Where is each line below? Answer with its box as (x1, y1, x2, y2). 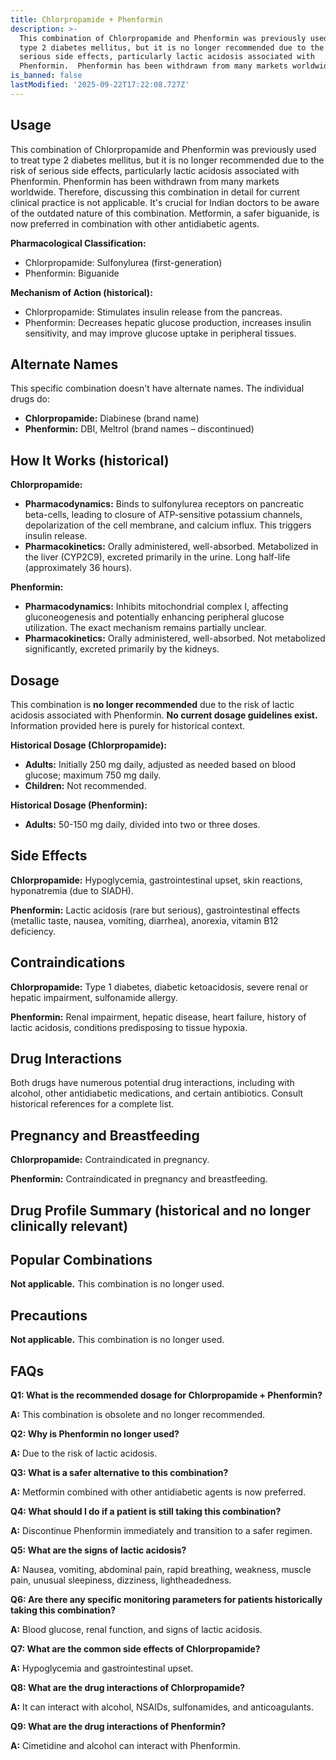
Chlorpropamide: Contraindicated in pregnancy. (10, 1154, 210, 1166)
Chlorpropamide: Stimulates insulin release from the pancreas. (24, 306, 283, 318)
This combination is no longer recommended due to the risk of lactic (10, 699, 295, 710)
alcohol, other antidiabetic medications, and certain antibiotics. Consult (10, 1087, 304, 1100)
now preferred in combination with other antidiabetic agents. (10, 217, 260, 230)
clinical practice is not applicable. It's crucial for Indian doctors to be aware (10, 196, 320, 208)
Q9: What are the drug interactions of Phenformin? (10, 1721, 227, 1733)
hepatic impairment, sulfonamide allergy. (10, 991, 178, 1003)
